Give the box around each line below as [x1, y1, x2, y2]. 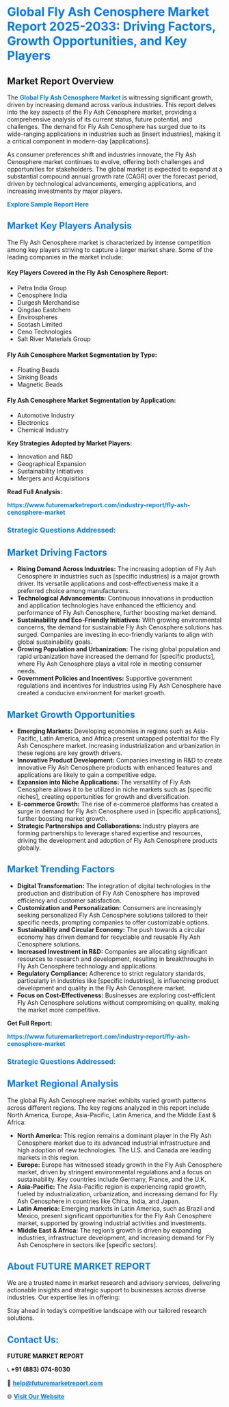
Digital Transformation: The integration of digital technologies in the [16, 881, 211, 889]
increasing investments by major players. [7, 187, 123, 195]
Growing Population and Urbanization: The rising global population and [16, 645, 221, 653]
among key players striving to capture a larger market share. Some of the [7, 245, 213, 254]
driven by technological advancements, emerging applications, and [7, 180, 197, 187]
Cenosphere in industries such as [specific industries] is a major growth [16, 572, 220, 581]
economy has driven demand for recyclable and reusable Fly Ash [16, 933, 200, 941]
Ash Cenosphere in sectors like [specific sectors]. [16, 1240, 158, 1249]
